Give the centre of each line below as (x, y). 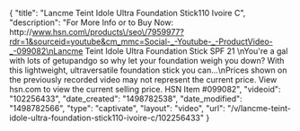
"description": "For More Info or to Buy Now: (91, 22)
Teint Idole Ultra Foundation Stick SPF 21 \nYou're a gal (186, 51)
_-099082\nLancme (46, 51)
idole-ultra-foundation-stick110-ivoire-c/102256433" (107, 118)
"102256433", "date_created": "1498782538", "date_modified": (126, 99)
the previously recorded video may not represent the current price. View (143, 79)
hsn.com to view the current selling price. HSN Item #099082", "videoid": (145, 89)
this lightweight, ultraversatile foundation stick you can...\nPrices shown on (148, 70)
